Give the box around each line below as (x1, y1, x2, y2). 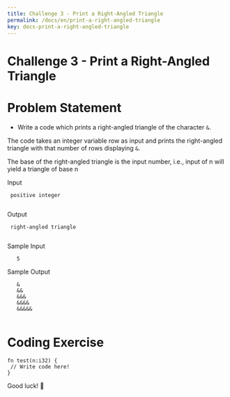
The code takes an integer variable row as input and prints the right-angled (7, 137, 223, 145)
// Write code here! (10, 364, 70, 371)
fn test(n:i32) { (7, 357, 58, 364)
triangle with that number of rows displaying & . (7, 143, 141, 152)
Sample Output (7, 267, 51, 276)
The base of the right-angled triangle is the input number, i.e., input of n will (7, 157, 224, 166)
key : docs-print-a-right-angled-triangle (7, 23, 130, 30)
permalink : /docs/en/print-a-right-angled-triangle (7, 17, 160, 24)
